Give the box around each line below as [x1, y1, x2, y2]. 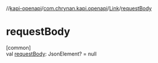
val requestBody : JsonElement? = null [6, 50, 97, 57]
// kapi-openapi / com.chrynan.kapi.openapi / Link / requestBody [6, 5, 152, 12]
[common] [6, 44, 31, 51]
